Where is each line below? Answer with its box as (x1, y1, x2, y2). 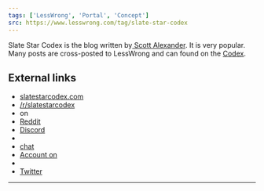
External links (8, 71, 77, 85)
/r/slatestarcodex (19, 100, 75, 110)
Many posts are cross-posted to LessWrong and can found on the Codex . (8, 49, 246, 58)
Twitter (19, 167, 43, 176)
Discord (19, 125, 46, 135)
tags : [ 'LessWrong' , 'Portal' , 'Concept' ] (8, 11, 149, 20)
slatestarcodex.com (19, 92, 84, 102)
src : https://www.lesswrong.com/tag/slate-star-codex (8, 19, 189, 27)
